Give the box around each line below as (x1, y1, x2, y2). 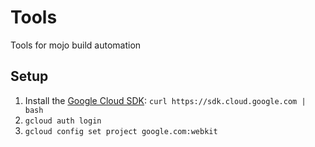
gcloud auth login (24, 116, 102, 126)
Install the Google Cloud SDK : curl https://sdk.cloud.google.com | (24, 94, 307, 106)
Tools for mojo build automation (10, 39, 142, 51)
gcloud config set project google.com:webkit (24, 126, 218, 136)
